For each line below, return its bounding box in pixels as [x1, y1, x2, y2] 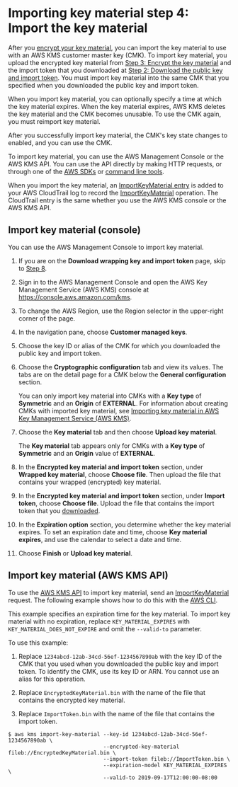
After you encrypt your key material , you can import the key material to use [8, 43, 227, 52]
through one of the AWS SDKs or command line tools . [8, 167, 165, 176]
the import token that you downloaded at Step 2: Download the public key [8, 66, 223, 74]
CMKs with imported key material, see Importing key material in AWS [18, 406, 220, 415]
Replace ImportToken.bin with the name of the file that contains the [18, 709, 215, 718]
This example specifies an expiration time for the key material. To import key [8, 609, 231, 618]
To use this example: [8, 638, 69, 647]
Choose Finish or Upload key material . [18, 548, 133, 557]
